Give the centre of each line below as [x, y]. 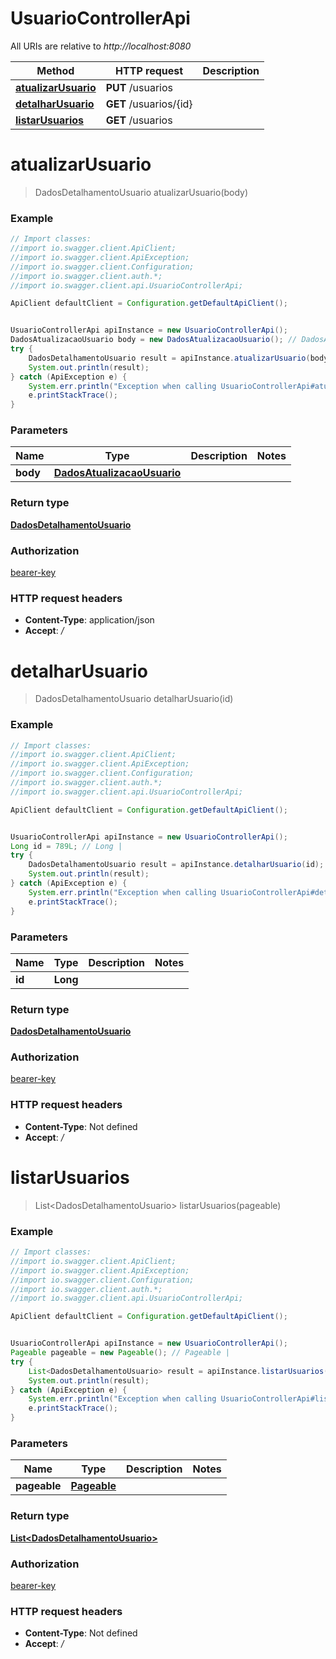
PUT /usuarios [139, 87]
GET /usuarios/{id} [149, 104]
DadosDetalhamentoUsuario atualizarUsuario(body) [141, 192]
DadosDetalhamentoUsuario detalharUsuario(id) [134, 699]
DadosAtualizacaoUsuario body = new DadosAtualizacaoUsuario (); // [154, 340]
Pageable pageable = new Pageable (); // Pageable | [120, 1353]
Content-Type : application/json [89, 620]
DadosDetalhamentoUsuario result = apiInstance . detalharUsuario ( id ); [176, 865]
